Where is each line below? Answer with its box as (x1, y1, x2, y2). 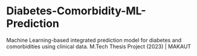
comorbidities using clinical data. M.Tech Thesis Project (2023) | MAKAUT (6, 43, 192, 50)
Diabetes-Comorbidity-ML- (6, 4, 146, 18)
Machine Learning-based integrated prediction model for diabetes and (6, 36, 182, 43)
